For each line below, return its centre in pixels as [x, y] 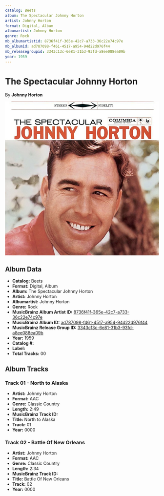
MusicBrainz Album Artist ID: [42, 312]
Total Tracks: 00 [29, 353]
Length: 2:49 [25, 409]
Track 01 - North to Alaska [37, 383]
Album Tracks [27, 369]
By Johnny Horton [24, 95]
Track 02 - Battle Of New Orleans [45, 442]
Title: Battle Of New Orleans [41, 479]
